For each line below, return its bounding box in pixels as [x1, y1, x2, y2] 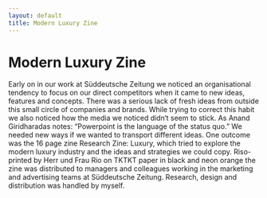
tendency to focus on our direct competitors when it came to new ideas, [8, 88, 245, 98]
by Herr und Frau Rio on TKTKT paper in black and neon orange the [33, 156, 257, 165]
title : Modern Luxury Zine [8, 19, 98, 27]
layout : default [8, 11, 62, 20]
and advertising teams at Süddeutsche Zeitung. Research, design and [8, 173, 238, 182]
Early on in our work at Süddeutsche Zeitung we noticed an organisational [8, 80, 251, 89]
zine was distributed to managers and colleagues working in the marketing [8, 164, 253, 173]
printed [8, 156, 32, 165]
